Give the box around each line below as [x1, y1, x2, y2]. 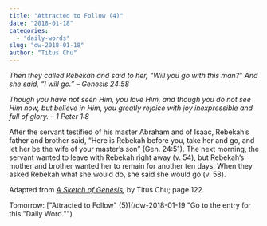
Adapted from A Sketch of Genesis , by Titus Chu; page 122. [9, 185, 205, 194]
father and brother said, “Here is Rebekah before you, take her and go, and [9, 136, 255, 145]
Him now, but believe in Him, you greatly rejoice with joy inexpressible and [9, 103, 253, 113]
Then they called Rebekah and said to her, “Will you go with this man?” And [9, 71, 258, 80]
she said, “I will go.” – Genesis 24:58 [9, 79, 130, 89]
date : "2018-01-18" [9, 19, 74, 27]
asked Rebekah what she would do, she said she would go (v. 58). [9, 169, 226, 179]
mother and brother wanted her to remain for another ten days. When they [9, 161, 253, 170]
